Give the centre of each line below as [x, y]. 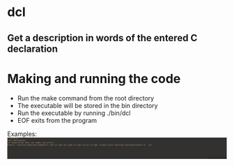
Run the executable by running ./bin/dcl [74, 113]
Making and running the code [94, 78]
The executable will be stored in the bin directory [87, 105]
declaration [32, 48]
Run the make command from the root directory [86, 98]
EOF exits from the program [57, 120]
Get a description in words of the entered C [102, 38]
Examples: [22, 134]
